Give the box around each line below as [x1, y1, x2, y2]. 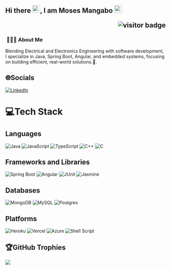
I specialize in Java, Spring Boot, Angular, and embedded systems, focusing [5, 53, 164, 59]
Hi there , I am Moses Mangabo [5, 6, 113, 15]
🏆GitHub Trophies [5, 243, 66, 252]
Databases [5, 186, 41, 195]
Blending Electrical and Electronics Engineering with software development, [5, 48, 164, 54]
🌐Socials [5, 73, 35, 82]
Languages [5, 129, 42, 138]
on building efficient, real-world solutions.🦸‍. [5, 59, 97, 65]
